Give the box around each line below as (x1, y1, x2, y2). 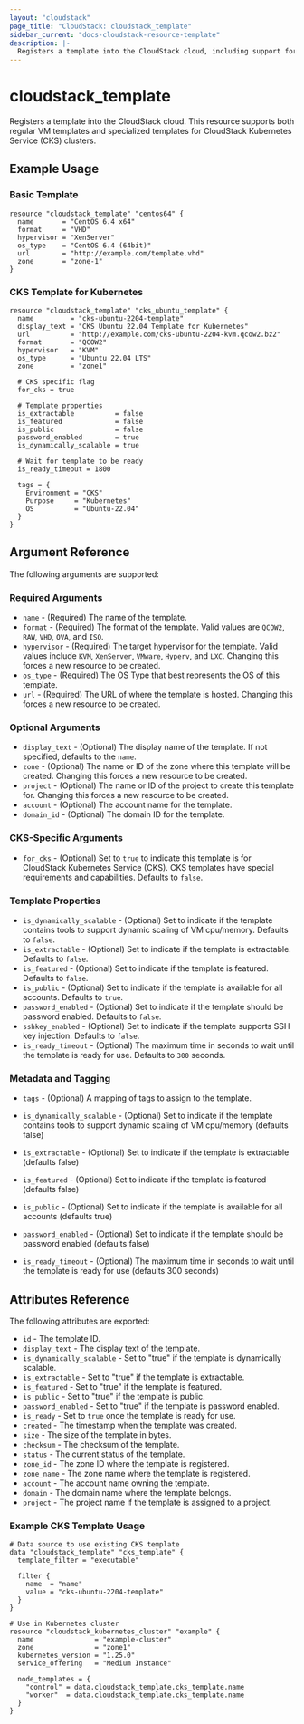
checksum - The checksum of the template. (22, 1440, 180, 1450)
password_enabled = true (17, 433, 140, 442)
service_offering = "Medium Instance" (17, 1659, 172, 1668)
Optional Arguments (9, 721, 101, 734)
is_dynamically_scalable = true (17, 441, 140, 450)
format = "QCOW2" (17, 338, 107, 347)
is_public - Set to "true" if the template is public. (22, 1392, 205, 1402)
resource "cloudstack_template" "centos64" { (9, 209, 184, 218)
